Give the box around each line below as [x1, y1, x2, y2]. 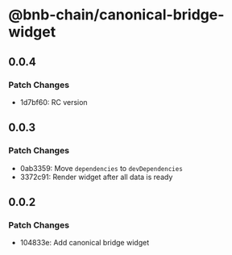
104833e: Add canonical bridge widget [19, 238, 150, 248]
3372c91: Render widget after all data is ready [19, 172, 173, 182]
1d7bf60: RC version [19, 97, 88, 107]
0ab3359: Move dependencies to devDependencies [19, 163, 183, 173]
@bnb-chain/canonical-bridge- [8, 6, 225, 24]
